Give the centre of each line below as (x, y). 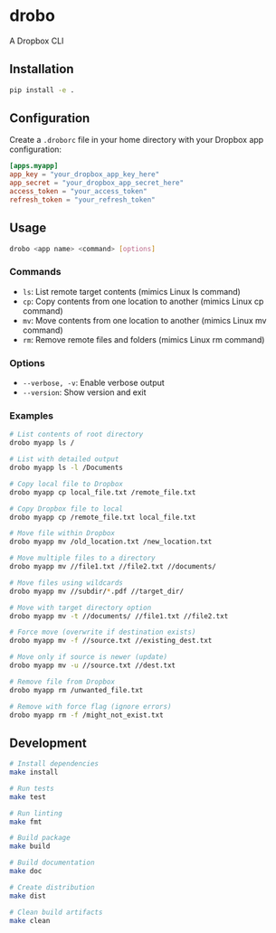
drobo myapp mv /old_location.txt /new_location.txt (111, 542)
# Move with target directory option (81, 608)
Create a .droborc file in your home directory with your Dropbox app (137, 140)
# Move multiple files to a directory (82, 558)
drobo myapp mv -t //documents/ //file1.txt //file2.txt (119, 616)
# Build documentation (52, 863)
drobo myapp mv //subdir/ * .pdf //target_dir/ (96, 591)
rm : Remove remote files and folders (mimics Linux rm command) (143, 339)
